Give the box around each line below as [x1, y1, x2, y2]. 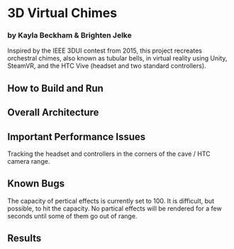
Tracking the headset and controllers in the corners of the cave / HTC [7, 149, 211, 158]
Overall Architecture [7, 107, 99, 119]
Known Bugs [7, 178, 65, 190]
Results [7, 233, 42, 245]
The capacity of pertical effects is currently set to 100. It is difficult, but [7, 196, 215, 205]
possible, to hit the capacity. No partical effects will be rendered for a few [7, 204, 222, 213]
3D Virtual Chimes [7, 5, 118, 21]
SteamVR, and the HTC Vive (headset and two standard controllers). [7, 62, 207, 70]
